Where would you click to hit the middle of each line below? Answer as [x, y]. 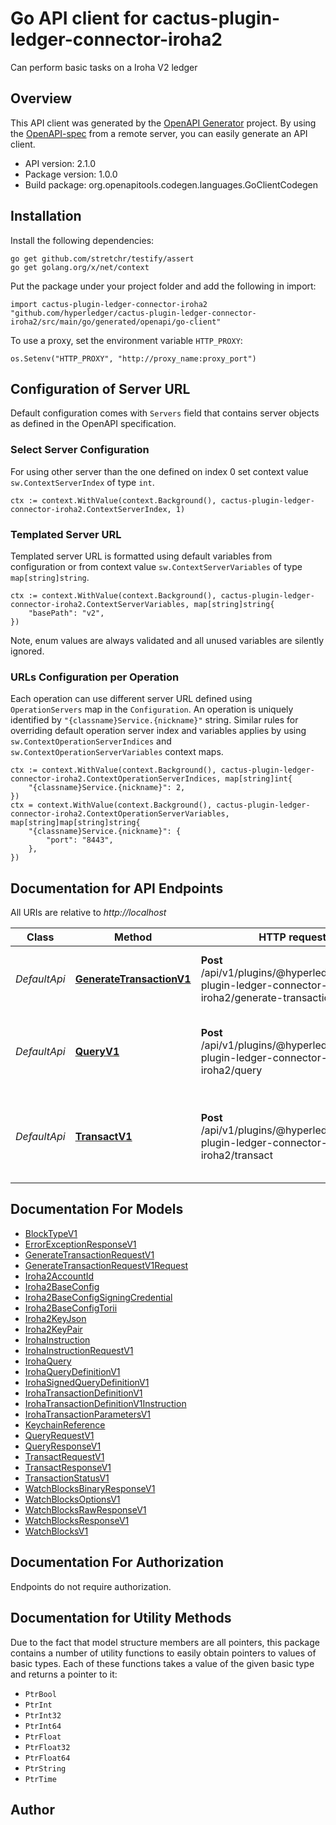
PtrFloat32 [47, 1747]
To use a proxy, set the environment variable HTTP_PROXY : [126, 340]
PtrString [45, 1768]
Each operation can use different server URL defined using [131, 699]
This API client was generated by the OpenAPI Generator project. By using [163, 123]
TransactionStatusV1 [67, 1478]
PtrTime [40, 1779]
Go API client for [79, 18]
